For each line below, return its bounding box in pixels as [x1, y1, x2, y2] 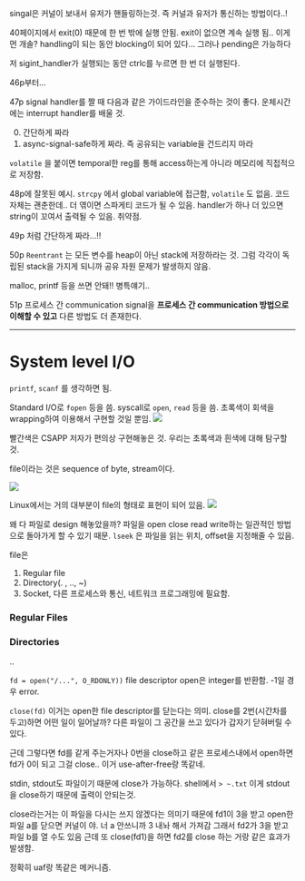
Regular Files [9, 611, 68, 623]
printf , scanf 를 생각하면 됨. [9, 382, 112, 393]
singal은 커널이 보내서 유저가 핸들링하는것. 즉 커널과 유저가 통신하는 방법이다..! [9, 8, 288, 18]
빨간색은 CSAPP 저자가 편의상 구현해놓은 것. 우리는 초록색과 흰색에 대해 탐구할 [9, 432, 288, 443]
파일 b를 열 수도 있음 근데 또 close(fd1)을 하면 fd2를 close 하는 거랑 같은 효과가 [9, 831, 290, 842]
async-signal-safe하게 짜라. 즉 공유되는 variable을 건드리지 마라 [22, 139, 254, 149]
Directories [9, 635, 60, 648]
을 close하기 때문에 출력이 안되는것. [9, 789, 136, 800]
